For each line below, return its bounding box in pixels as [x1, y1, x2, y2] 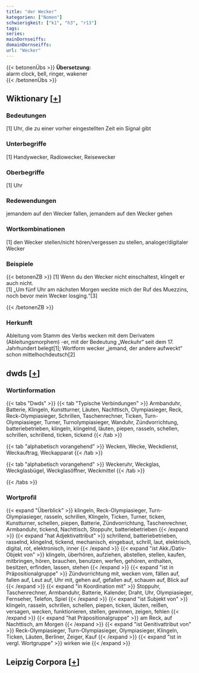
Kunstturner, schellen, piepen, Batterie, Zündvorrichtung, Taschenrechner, [6, 519, 188, 527]
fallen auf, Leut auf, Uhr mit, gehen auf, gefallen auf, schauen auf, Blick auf [6, 577, 189, 584]
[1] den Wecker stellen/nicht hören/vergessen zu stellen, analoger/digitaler [6, 239, 189, 246]
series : [6, 31, 26, 37]
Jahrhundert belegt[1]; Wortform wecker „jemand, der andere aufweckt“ [6, 345, 182, 352]
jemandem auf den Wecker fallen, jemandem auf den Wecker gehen [6, 210, 173, 217]
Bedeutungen [6, 111, 46, 120]
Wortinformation [6, 386, 55, 395]
